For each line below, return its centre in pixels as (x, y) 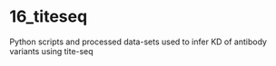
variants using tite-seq (51, 51)
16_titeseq (49, 17)
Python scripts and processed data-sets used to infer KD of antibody (138, 42)
